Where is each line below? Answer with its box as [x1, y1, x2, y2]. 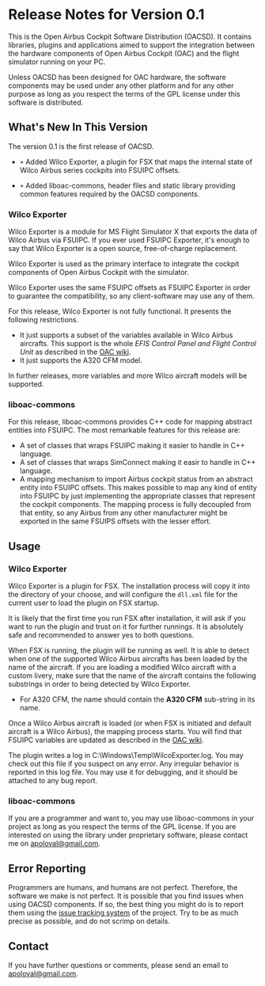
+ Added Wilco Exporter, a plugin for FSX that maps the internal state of [19, 157, 253, 166]
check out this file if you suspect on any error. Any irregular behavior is [8, 759, 240, 769]
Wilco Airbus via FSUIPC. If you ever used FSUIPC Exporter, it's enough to [8, 235, 250, 245]
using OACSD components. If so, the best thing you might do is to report [8, 900, 244, 909]
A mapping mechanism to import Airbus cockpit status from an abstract [19, 474, 253, 484]
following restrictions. [8, 315, 79, 325]
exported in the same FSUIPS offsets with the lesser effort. [19, 516, 211, 526]
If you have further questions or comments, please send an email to [8, 960, 229, 969]
